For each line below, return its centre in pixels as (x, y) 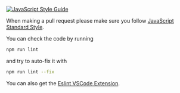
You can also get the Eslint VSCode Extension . (63, 83)
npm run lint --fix (30, 72)
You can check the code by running (50, 38)
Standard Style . (25, 27)
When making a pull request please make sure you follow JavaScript (90, 21)
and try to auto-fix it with (37, 61)
